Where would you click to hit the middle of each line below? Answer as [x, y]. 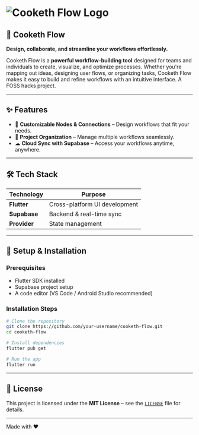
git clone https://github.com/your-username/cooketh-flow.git [84, 327]
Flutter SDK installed [40, 281]
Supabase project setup [44, 287]
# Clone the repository [36, 321]
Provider [22, 223]
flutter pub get [26, 349]
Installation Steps [32, 309]
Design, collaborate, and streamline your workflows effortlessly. [87, 49]
